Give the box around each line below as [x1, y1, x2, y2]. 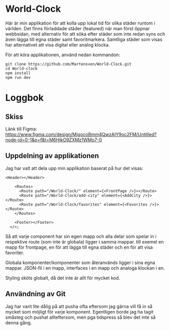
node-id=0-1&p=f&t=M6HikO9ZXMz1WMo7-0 [5, 137, 102, 143]
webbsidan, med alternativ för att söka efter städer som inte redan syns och [5, 31, 165, 37]
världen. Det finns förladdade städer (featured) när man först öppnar [5, 25, 150, 31]
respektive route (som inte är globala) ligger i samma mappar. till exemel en [5, 238, 164, 245]
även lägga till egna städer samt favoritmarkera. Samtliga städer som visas [5, 36, 163, 42]
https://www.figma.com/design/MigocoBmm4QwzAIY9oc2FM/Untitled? [5, 131, 157, 137]
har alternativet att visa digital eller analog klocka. [5, 41, 110, 48]
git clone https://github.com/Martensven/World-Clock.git [5, 61, 132, 67]
